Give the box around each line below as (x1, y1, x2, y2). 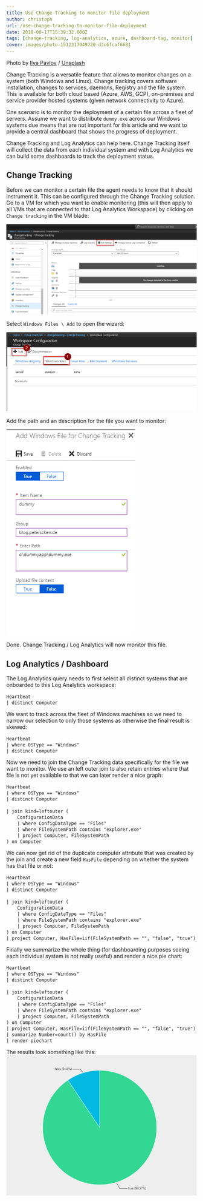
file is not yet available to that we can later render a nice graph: (6, 771, 163, 779)
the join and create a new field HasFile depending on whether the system (6, 856, 189, 863)
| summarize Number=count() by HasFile (6, 1032, 107, 1038)
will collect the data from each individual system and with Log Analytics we (6, 146, 193, 153)
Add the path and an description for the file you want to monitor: (6, 418, 166, 425)
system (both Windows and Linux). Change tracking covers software (6, 78, 177, 84)
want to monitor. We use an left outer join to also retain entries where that (6, 765, 189, 773)
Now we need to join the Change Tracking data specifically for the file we (6, 759, 189, 766)
